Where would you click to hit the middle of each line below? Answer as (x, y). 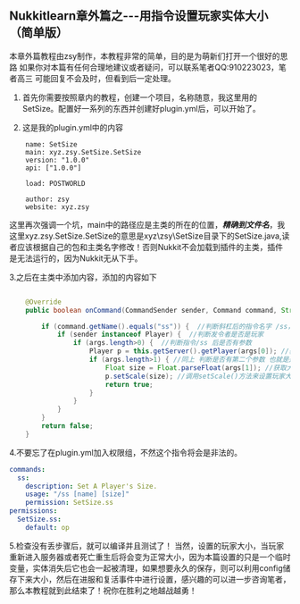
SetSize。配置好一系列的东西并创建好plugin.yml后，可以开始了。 (141, 108)
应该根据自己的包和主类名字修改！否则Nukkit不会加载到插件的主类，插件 (150, 247)
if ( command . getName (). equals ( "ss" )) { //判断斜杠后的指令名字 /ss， (168, 326)
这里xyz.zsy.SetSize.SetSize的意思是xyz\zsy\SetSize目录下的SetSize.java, (146, 236)
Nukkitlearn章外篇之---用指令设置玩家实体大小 (139, 16)
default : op (47, 527)
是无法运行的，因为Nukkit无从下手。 (76, 258)
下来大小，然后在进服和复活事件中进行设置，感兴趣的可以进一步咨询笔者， (154, 579)
